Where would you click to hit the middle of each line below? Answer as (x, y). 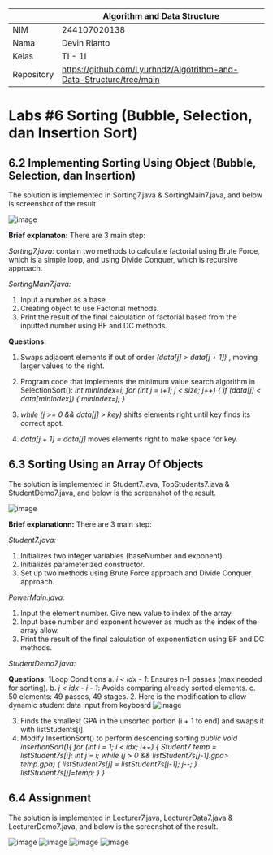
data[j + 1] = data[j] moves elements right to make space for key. (129, 439)
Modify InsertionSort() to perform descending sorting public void (129, 738)
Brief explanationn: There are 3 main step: (80, 524)
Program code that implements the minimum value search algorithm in (138, 382)
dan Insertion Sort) (73, 133)
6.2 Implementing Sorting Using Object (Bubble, (132, 163)
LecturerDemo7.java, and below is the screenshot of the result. (113, 826)
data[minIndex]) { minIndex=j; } (73, 399)
